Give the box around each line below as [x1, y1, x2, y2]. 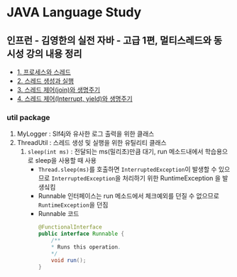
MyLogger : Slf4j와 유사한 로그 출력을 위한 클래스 [16, 129, 155, 138]
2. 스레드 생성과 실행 [16, 77, 75, 85]
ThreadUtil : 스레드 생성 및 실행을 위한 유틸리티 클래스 [16, 138, 167, 147]
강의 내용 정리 [26, 48, 82, 60]
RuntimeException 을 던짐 [38, 200, 109, 210]
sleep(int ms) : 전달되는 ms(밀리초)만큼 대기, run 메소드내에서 [27, 147, 204, 156]
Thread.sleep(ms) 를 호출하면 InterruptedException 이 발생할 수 [38, 165, 217, 174]
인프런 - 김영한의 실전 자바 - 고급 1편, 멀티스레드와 [6, 34, 212, 46]
